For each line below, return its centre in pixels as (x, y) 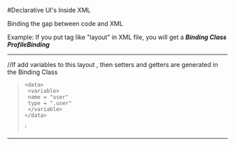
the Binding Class (33, 72)
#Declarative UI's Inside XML (49, 10)
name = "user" (48, 97)
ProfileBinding (29, 44)
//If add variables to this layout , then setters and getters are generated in (113, 65)
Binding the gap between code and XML (65, 23)
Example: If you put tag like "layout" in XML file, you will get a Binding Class (117, 37)
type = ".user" (50, 103)
